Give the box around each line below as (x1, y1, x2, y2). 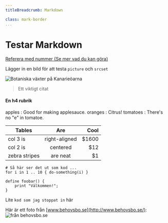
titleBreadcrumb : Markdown (5, 7, 63, 13)
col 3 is (8, 135, 26, 142)
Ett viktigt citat (17, 86, 49, 92)
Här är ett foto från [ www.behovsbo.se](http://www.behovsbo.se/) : (5, 207, 147, 213)
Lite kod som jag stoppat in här (5, 196, 73, 203)
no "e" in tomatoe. (5, 114, 44, 121)
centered (49, 143, 72, 151)
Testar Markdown (5, 39, 83, 50)
